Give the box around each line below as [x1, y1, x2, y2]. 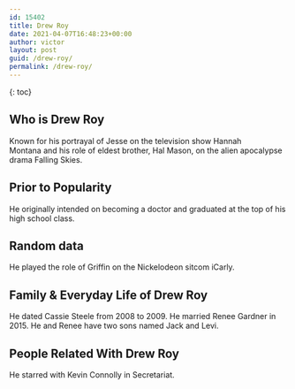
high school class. [9, 213, 75, 224]
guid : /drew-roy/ [9, 54, 73, 63]
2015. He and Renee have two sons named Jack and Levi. [9, 320, 219, 332]
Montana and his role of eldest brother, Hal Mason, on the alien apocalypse [9, 145, 283, 156]
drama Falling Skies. [9, 154, 83, 164]
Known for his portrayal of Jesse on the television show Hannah [9, 135, 242, 146]
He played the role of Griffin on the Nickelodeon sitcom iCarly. [9, 262, 236, 272]
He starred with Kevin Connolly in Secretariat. [9, 369, 175, 380]
